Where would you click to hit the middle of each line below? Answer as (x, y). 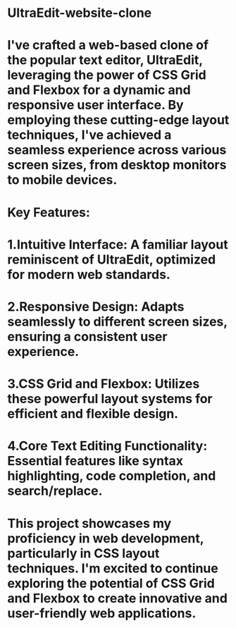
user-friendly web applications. (102, 613)
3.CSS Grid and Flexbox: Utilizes (104, 384)
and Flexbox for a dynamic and (99, 90)
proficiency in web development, (106, 538)
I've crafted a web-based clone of (108, 45)
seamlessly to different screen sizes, (117, 321)
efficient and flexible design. (93, 414)
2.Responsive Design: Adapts (96, 306)
